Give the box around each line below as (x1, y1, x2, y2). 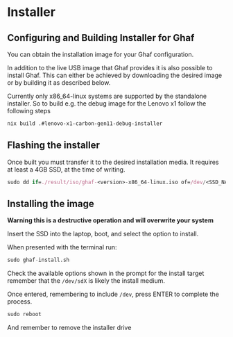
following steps (7, 107, 51, 115)
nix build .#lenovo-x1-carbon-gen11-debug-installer (7, 120, 163, 127)
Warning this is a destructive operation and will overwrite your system (7, 216, 214, 224)
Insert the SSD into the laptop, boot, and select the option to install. (7, 230, 199, 238)
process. (7, 297, 33, 306)
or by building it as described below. (7, 79, 111, 87)
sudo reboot (7, 311, 42, 318)
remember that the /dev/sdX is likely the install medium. (7, 277, 165, 285)
